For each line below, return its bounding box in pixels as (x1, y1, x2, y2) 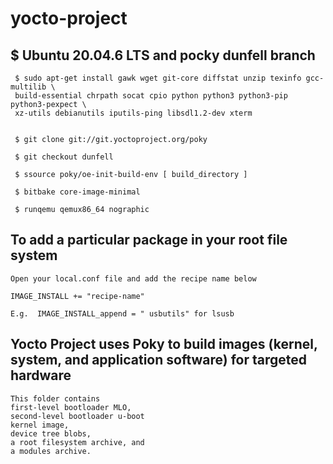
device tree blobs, (10, 428, 92, 439)
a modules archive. (10, 446, 92, 456)
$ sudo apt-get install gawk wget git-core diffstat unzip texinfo (14, 73, 302, 83)
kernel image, (10, 420, 70, 430)
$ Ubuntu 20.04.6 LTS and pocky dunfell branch (10, 47, 316, 64)
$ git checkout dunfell (14, 152, 114, 162)
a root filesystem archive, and (10, 437, 145, 447)
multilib (10, 82, 47, 92)
